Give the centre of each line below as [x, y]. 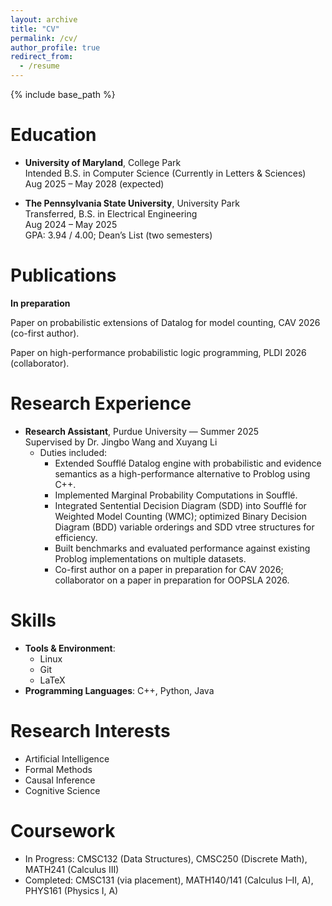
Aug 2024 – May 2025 [71, 224]
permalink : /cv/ [44, 38]
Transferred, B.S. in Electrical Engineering [111, 213]
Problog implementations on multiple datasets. [150, 558]
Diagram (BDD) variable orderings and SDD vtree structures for [184, 527]
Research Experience [101, 403]
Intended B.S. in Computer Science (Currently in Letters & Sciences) [165, 173]
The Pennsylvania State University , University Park [132, 203]
